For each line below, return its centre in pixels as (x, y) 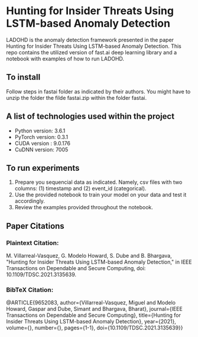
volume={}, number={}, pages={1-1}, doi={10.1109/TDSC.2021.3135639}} (95, 328)
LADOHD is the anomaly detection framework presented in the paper (90, 40)
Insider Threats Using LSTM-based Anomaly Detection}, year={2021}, (91, 322)
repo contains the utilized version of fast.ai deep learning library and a (92, 52)
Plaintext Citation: (33, 242)
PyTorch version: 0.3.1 (41, 137)
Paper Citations (35, 226)
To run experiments (43, 168)
